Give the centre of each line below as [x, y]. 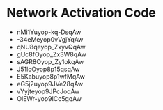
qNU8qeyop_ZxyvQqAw [51, 47]
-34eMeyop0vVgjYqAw [50, 39]
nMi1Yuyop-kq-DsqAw [49, 32]
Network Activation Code [81, 13]
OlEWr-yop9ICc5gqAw [49, 98]
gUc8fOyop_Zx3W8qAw [51, 54]
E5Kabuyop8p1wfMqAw [51, 76]
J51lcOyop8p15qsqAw [48, 69]
